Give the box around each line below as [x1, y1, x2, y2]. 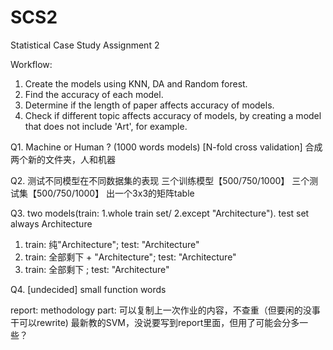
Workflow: [10, 58, 53, 70]
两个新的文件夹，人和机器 [10, 153, 116, 165]
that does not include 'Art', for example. [24, 120, 188, 132]
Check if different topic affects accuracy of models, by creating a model [24, 109, 322, 121]
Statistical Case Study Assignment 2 [10, 39, 160, 51]
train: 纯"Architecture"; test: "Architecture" [24, 238, 200, 250]
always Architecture [10, 217, 93, 230]
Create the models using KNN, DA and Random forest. [24, 77, 248, 90]
